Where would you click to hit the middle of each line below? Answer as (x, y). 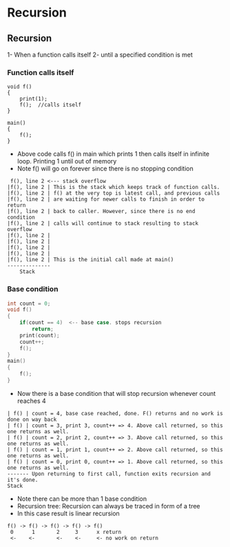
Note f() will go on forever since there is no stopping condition (105, 169)
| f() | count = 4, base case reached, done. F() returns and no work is (115, 413)
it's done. (23, 480)
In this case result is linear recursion (69, 513)
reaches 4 (31, 401)
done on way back (32, 419)
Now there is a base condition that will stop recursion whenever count (116, 393)
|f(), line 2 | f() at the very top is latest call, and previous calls (114, 193)
